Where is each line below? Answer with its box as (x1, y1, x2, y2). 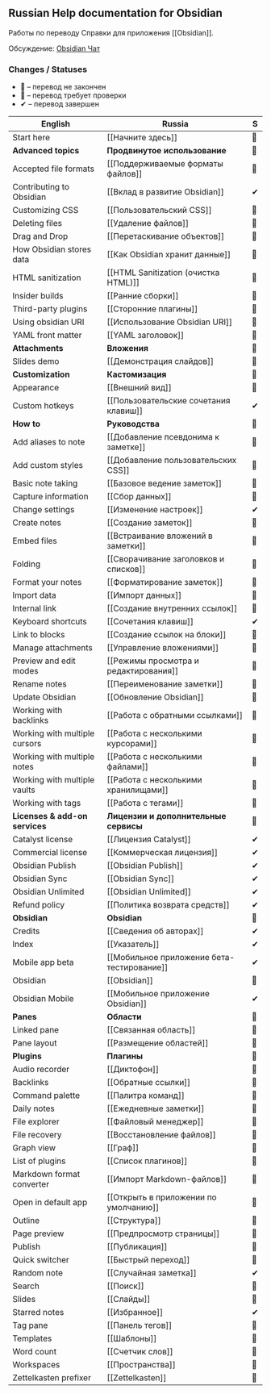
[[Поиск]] (106, 1280, 145, 1292)
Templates (12, 1333, 52, 1344)
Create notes (12, 517, 62, 528)
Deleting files (12, 218, 63, 229)
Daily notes (12, 1103, 55, 1114)
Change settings (12, 504, 75, 515)
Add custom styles (12, 460, 83, 471)
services (12, 820, 47, 832)
